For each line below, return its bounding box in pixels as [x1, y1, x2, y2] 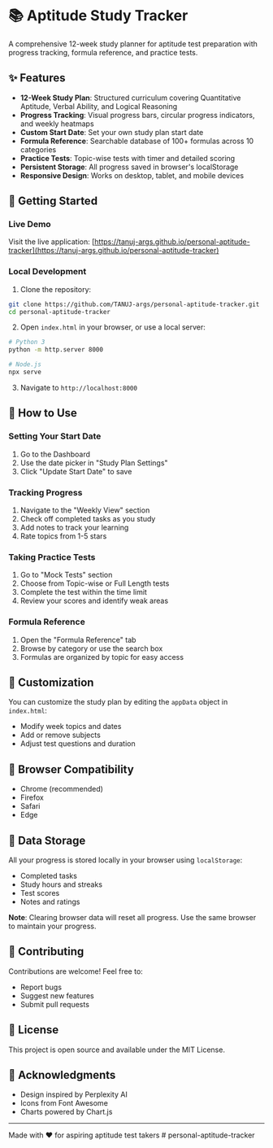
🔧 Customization [8, 675, 94, 689]
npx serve [8, 368, 42, 377]
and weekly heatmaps [19, 119, 95, 129]
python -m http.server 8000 [8, 346, 104, 354]
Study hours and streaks [19, 880, 103, 889]
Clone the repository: [19, 284, 92, 294]
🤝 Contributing [8, 945, 84, 958]
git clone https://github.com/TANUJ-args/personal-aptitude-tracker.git [8, 300, 260, 308]
